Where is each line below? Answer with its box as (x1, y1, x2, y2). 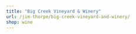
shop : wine (6, 19, 33, 25)
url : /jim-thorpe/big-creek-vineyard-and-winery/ (6, 14, 131, 20)
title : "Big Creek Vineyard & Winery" (6, 8, 101, 14)
